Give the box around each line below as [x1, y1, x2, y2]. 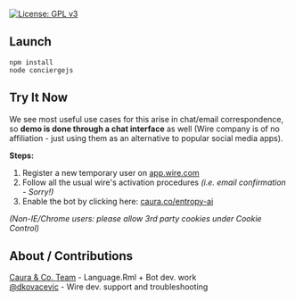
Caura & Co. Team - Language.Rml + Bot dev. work [9, 272, 197, 283]
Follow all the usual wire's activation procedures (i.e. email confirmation [21, 177, 287, 188]
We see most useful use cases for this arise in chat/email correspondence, [9, 113, 284, 124]
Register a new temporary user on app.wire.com [21, 167, 201, 178]
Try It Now [9, 90, 69, 105]
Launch [9, 34, 52, 49]
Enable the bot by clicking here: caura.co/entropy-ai [21, 196, 214, 206]
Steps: [9, 150, 34, 161]
